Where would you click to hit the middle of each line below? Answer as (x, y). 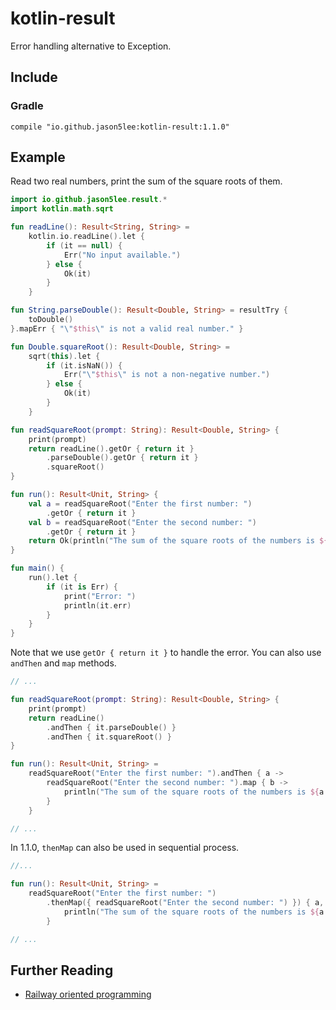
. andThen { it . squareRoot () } (109, 737)
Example (38, 157)
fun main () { (37, 568)
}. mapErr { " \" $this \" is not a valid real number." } (127, 328)
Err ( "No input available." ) (122, 255)
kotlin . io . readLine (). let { (86, 237)
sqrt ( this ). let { (64, 356)
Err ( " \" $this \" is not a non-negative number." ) (167, 375)
